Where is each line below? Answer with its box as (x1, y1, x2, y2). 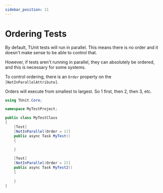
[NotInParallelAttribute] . (5, 79, 59, 85)
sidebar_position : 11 (5, 7, 49, 12)
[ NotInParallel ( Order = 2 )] (14, 161, 71, 166)
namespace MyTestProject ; (5, 107, 57, 111)
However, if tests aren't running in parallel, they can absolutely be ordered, (5, 59, 155, 65)
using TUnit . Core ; (5, 98, 42, 103)
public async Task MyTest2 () (14, 165, 73, 170)
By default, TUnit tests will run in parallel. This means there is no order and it (5, 44, 158, 50)
